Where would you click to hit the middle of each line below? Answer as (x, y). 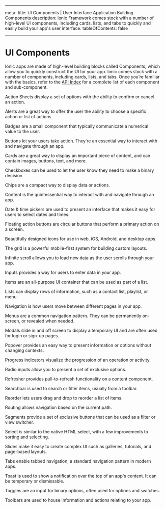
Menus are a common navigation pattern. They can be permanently (73, 316)
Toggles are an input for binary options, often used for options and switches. (82, 490)
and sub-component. (27, 87)
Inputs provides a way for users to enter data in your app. (63, 272)
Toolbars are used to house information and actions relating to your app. (78, 500)
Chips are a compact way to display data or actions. (58, 185)
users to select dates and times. (37, 214)
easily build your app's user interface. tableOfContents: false (67, 28)
